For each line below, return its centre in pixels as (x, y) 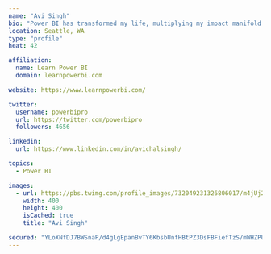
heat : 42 (23, 46)
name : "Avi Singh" (39, 16)
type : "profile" (35, 38)
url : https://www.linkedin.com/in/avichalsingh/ (99, 149)
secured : (23, 238)
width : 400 (41, 201)
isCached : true (48, 216)
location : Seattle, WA (46, 31)
